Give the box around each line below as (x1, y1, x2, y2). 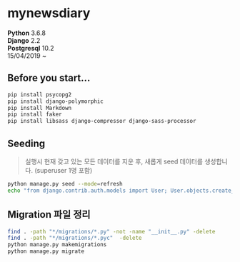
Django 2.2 (7, 36, 41, 44)
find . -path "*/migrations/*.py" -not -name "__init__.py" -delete (7, 228, 216, 235)
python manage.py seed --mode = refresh (7, 180, 123, 187)
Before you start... (7, 72, 91, 84)
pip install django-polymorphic (7, 98, 104, 105)
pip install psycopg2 (7, 91, 72, 98)
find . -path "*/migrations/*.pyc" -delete (7, 234, 142, 242)
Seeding (7, 137, 46, 149)
